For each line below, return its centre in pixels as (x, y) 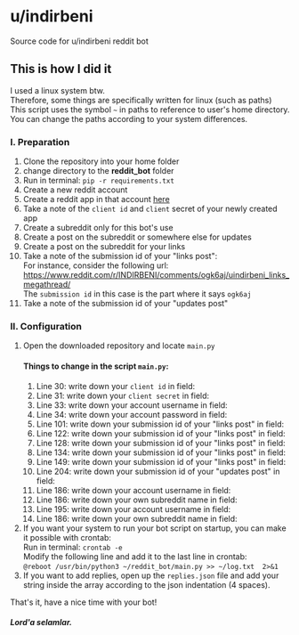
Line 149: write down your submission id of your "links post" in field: (161, 461)
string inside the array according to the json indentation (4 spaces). (146, 584)
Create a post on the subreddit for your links (104, 247)
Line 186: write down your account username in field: (133, 490)
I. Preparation (40, 142)
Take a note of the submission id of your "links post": (120, 256)
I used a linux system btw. (58, 90)
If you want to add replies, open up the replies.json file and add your (151, 575)
